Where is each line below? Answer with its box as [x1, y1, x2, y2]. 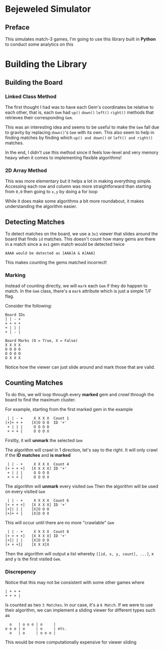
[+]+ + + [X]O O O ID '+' [5, 420, 67, 425]
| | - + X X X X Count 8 [7, 529, 69, 534]
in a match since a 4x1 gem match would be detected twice [5, 241, 125, 247]
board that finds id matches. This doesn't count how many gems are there [5, 236, 156, 242]
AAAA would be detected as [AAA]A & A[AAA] [5, 250, 96, 256]
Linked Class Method [5, 93, 56, 100]
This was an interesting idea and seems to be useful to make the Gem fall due [5, 124, 160, 130]
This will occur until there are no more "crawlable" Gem [5, 520, 114, 526]
